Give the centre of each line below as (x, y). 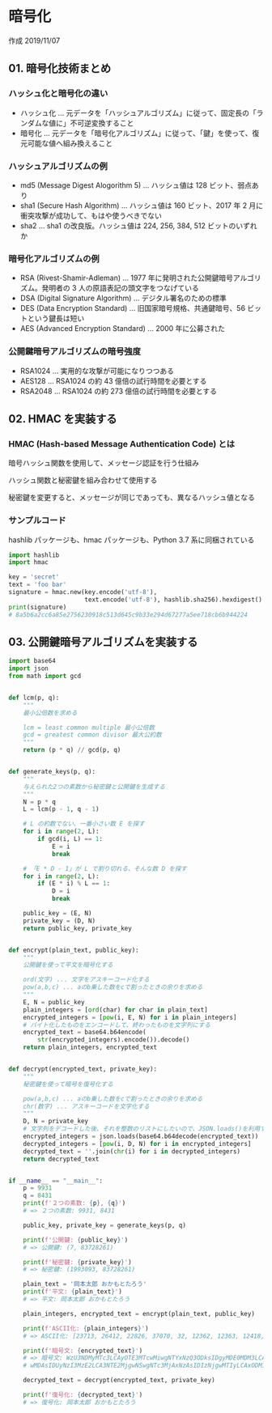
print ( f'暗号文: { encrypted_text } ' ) (83, 1351)
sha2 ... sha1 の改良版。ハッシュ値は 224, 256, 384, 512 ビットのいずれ (138, 225)
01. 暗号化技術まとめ (60, 68)
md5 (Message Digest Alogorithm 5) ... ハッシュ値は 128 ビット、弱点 (136, 185)
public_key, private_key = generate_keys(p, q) (104, 1225)
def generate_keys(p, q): (52, 772)
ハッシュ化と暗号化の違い (58, 94)
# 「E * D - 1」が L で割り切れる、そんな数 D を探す (105, 868)
